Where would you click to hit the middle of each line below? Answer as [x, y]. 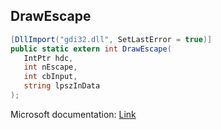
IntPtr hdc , [48, 58]
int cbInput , [50, 77]
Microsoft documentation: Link [73, 114]
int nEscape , [50, 67]
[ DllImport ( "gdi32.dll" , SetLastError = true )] [111, 39]
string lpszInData [62, 86]
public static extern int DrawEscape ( [91, 49]
